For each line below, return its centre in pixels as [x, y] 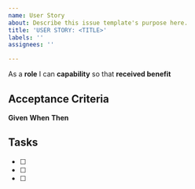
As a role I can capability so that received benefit [90, 74]
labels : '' [26, 37]
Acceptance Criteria [59, 99]
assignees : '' [31, 45]
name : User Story [37, 15]
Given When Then [39, 117]
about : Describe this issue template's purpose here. [98, 23]
